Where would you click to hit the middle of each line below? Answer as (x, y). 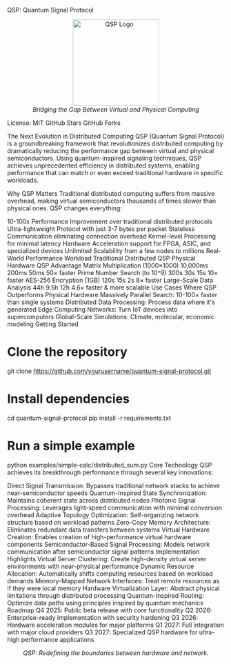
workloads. (23, 180)
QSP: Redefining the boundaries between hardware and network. (116, 653)
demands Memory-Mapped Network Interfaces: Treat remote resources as (113, 581)
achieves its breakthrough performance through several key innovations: (110, 472)
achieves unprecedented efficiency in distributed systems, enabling (103, 165)
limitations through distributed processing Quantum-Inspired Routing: (106, 595)
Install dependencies (68, 399)
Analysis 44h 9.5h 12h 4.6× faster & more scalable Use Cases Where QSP (112, 288)
